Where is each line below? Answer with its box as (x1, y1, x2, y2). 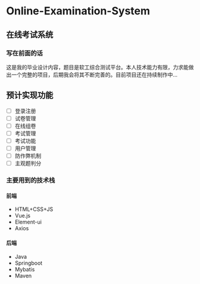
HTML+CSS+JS (14, 206, 54, 213)
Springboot (14, 259, 43, 267)
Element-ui (14, 218, 42, 225)
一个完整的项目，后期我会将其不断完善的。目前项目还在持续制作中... (11, 71, 178, 78)
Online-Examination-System (6, 4, 151, 18)
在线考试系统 (6, 29, 54, 39)
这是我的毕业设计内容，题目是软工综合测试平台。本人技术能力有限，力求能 (6, 63, 189, 71)
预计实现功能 (6, 90, 54, 100)
